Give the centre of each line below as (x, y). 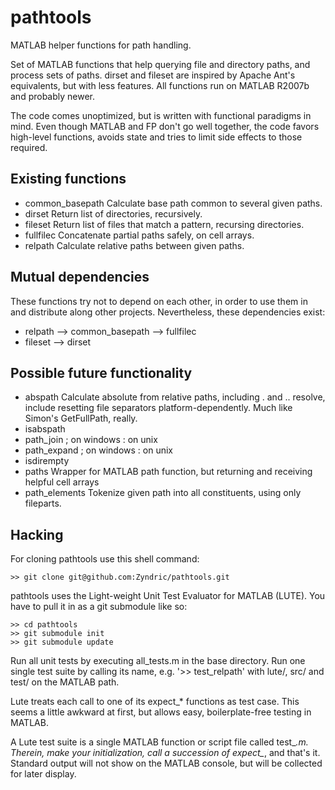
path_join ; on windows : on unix (91, 440)
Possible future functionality (101, 372)
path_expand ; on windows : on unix (98, 450)
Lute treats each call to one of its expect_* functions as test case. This (155, 702)
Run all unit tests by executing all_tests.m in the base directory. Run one (158, 661)
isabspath (45, 429)
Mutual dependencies (80, 277)
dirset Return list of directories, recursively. (113, 213)
